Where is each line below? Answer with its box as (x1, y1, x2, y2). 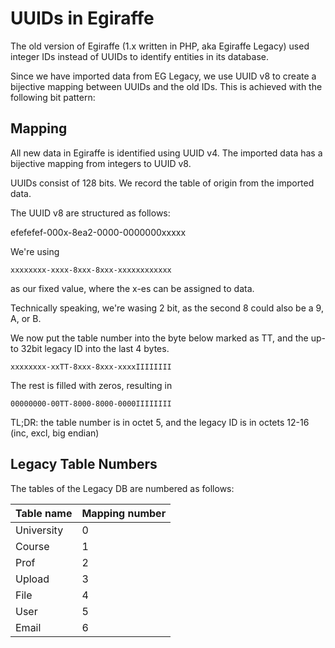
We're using (10, 245, 60, 257)
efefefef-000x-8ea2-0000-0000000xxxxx (10, 226, 187, 238)
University (15, 523, 64, 537)
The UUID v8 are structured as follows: (10, 207, 171, 219)
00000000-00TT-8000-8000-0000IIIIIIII (10, 398, 172, 409)
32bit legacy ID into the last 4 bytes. (20, 342, 170, 354)
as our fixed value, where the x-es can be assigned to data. (10, 282, 255, 294)
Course (15, 539, 50, 553)
